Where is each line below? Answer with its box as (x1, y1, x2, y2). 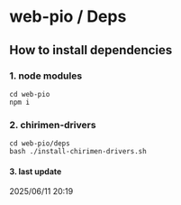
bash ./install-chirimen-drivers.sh (9, 147, 147, 156)
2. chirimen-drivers (9, 118, 96, 131)
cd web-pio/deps (9, 139, 70, 148)
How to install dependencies (9, 42, 173, 58)
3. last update (9, 165, 62, 177)
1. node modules (9, 70, 83, 82)
